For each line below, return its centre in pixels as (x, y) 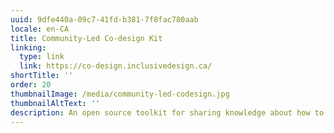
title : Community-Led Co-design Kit (86, 38)
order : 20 (31, 85)
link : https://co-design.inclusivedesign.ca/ (116, 66)
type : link (42, 57)
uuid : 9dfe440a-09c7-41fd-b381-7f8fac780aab (104, 19)
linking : (28, 47)
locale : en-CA (40, 29)
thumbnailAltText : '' (55, 103)
